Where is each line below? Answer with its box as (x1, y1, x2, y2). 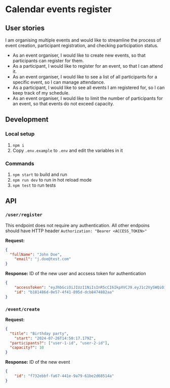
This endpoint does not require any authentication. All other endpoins (5, 222, 150, 228)
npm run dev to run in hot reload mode (12, 177, 92, 183)
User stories (5, 24, 45, 32)
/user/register (5, 212, 43, 218)
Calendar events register (5, 4, 112, 15)
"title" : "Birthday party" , (10, 331, 69, 336)
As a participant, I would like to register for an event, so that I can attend (12, 63, 163, 69)
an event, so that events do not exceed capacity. (12, 101, 114, 107)
